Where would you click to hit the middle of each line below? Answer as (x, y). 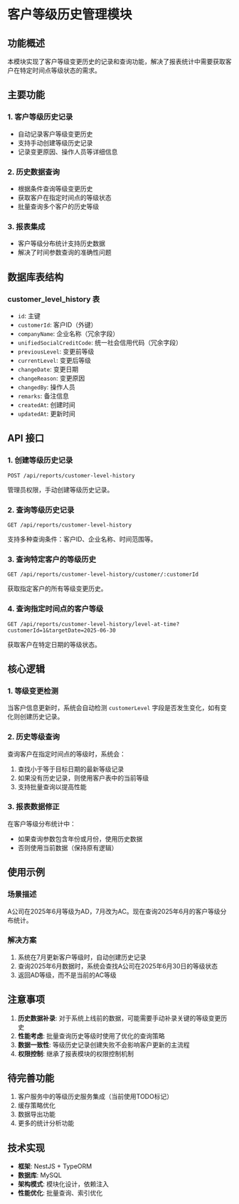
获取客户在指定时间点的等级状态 (64, 197)
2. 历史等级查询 (34, 737)
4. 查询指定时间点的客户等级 (55, 609)
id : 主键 (29, 316)
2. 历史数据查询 (34, 171)
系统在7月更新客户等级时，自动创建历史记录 (82, 957)
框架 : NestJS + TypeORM (55, 1166)
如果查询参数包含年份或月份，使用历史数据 (80, 839)
